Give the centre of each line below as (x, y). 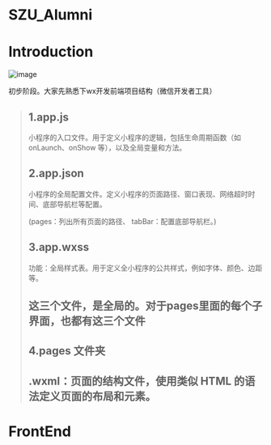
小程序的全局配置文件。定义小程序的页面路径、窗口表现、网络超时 (138, 194)
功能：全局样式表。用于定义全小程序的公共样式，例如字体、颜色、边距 (145, 268)
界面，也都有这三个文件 (87, 321)
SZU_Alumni (51, 15)
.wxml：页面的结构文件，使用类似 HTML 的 (136, 381)
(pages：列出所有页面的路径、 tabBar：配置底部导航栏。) (122, 221)
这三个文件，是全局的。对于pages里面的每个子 (145, 305)
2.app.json (56, 174)
